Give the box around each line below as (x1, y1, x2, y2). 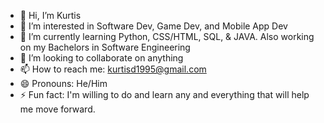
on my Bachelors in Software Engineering (19, 41, 191, 53)
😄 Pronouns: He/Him (19, 78, 108, 89)
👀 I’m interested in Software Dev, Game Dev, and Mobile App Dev (19, 20, 288, 32)
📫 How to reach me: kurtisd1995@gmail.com (19, 63, 207, 75)
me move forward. (19, 103, 96, 115)
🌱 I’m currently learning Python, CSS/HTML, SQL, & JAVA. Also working (19, 31, 315, 42)
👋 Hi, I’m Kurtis (19, 10, 82, 21)
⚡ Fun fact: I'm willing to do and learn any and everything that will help (19, 89, 310, 100)
